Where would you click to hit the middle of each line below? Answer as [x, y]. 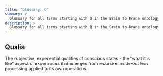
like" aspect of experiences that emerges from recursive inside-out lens [77, 63]
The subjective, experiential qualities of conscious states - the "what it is [78, 58]
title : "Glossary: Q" [27, 9]
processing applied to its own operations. [46, 68]
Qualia [15, 47]
